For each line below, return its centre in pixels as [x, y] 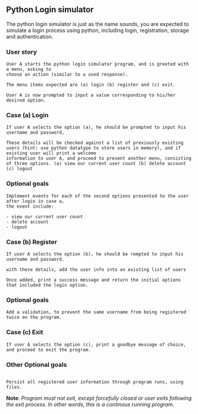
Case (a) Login [27, 115]
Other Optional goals [37, 364]
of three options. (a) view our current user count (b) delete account [96, 164]
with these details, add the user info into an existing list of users [96, 270]
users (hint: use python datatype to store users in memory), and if [94, 148]
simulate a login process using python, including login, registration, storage [98, 30]
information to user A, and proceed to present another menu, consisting [99, 159]
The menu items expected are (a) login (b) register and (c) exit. [91, 85]
